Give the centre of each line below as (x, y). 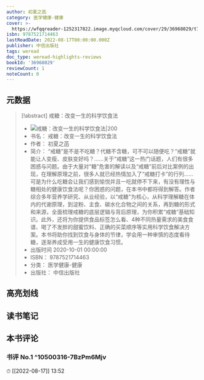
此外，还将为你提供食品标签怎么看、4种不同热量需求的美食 (114, 219)
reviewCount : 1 (25, 68)
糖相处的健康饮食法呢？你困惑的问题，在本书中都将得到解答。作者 (113, 189)
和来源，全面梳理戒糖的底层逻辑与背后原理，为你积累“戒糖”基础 (110, 212)
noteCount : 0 (23, 74)
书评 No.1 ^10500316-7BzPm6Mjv (56, 357)
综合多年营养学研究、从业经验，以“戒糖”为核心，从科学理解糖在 (110, 197)
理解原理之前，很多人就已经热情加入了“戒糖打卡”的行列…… (120, 174)
